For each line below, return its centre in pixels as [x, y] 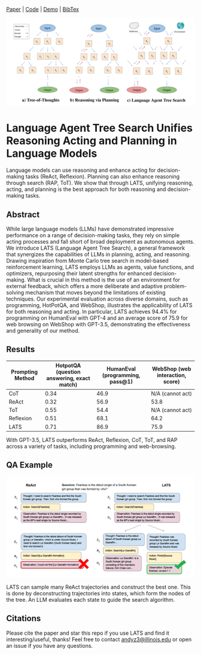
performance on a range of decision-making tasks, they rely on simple [93, 235]
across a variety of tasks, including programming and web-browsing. [91, 447]
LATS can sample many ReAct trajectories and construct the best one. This [99, 587]
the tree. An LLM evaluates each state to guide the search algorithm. [91, 600]
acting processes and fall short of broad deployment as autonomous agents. [100, 242]
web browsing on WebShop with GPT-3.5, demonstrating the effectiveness [98, 324]
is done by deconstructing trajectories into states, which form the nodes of [98, 593]
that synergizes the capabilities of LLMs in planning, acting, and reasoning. [99, 254]
